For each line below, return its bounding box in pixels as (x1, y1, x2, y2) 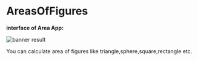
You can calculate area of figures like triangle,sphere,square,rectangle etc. (6, 47, 193, 55)
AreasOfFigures (6, 4, 88, 18)
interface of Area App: (6, 24, 64, 31)
